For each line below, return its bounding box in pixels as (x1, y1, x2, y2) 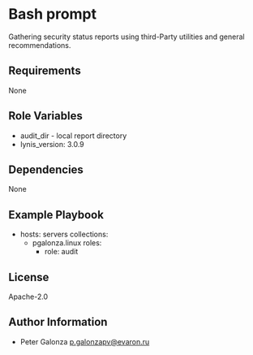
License (8, 270, 49, 284)
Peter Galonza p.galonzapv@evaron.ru (19, 336, 150, 346)
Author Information (8, 315, 108, 329)
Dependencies (8, 162, 84, 176)
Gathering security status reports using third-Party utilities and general (8, 32, 245, 41)
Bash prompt (8, 5, 97, 24)
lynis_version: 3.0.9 (19, 139, 85, 149)
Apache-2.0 (8, 292, 49, 301)
